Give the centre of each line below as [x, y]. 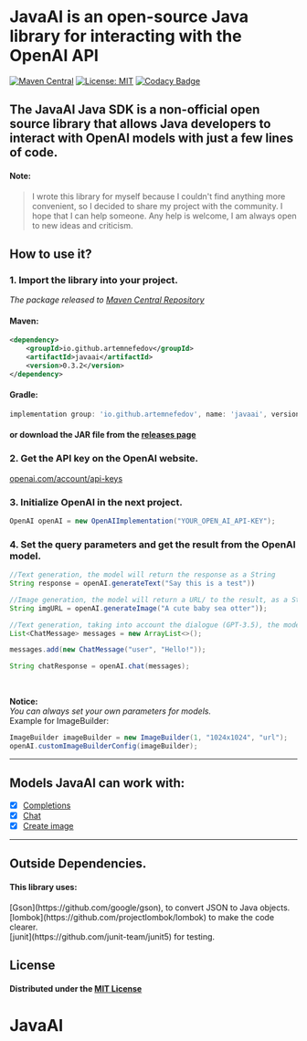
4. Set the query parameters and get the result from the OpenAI [153, 544]
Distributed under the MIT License [76, 988]
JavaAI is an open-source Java [129, 17]
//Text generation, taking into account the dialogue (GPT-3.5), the [145, 625]
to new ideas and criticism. [83, 225]
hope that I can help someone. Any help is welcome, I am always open [164, 216]
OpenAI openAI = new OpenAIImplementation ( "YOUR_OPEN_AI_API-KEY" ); [143, 521]
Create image [48, 825]
